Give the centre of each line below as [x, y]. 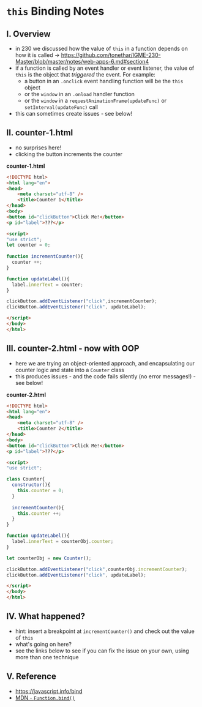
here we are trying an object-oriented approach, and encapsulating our [105, 363]
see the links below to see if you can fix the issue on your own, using [102, 651]
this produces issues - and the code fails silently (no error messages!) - [105, 376]
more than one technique [47, 657]
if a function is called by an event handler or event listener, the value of [105, 68]
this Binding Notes [55, 11]
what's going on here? [43, 644]
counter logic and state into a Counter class [69, 370]
